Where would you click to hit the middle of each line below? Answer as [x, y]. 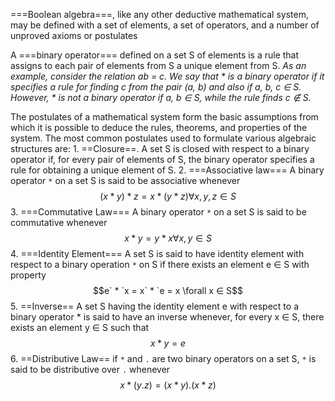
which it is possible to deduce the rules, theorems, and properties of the [159, 127]
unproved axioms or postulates [74, 35]
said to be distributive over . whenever [90, 369]
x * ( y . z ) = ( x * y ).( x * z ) [168, 385]
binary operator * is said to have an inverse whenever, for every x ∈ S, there [167, 317]
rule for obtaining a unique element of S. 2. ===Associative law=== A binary [167, 170]
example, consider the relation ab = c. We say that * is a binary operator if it [167, 76]
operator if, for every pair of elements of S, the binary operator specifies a [162, 159]
